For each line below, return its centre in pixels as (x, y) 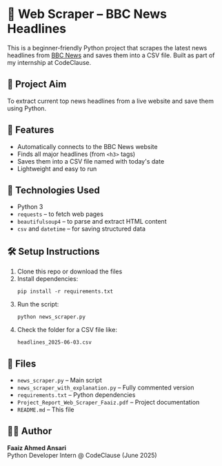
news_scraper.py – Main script (59, 380)
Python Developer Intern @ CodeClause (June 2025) (82, 455)
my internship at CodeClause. (49, 62)
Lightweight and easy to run (57, 168)
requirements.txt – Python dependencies (76, 395)
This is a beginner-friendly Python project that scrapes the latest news (107, 48)
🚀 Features (31, 130)
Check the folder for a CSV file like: (67, 330)
